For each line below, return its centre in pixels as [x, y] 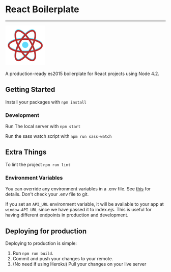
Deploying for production [46, 231]
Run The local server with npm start [43, 127]
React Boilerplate [42, 9]
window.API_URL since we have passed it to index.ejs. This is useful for [78, 210]
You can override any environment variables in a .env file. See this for [78, 189]
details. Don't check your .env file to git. [47, 194]
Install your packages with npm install [46, 102]
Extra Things [26, 152]
